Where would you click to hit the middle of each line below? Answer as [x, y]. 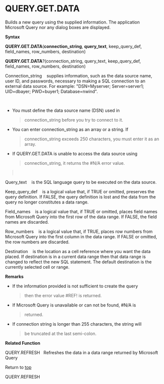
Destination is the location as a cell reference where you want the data [78, 251]
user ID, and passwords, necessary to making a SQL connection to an [75, 81]
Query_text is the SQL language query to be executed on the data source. [81, 182]
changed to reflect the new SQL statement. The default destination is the [78, 262]
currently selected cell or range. [37, 267]
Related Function [23, 343]
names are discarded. [27, 222]
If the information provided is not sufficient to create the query [75, 286]
